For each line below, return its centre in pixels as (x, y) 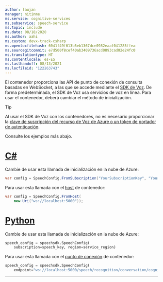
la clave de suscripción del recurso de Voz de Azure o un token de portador (81, 122)
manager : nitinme (23, 14)
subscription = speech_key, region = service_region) (65, 247)
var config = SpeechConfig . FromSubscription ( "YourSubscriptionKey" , (76, 178)
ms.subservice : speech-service (37, 23)
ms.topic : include (24, 28)
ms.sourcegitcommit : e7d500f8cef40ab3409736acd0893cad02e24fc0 (70, 50)
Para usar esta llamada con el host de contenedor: (55, 187)
